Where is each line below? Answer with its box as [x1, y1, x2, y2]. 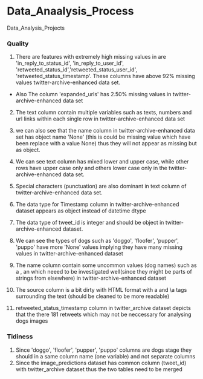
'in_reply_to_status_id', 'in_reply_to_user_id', [15, 59, 124, 67]
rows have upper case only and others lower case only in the [15, 165, 168, 172]
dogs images [15, 317, 48, 325]
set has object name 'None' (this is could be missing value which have [15, 133, 191, 140]
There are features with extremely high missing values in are [15, 53, 167, 61]
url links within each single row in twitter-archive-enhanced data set [15, 115, 185, 122]
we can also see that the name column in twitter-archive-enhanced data [15, 127, 195, 134]
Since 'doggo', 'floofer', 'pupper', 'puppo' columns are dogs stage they [15, 346, 192, 354]
